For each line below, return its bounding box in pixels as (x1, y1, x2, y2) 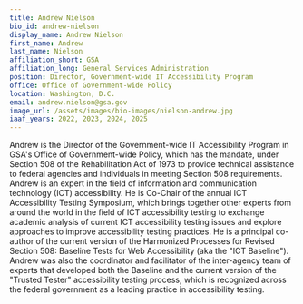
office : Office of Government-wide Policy (9, 81, 172, 90)
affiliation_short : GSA (9, 55, 100, 64)
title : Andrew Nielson (9, 13, 95, 23)
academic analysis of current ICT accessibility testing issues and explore (9, 217, 282, 228)
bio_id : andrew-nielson (9, 22, 100, 31)
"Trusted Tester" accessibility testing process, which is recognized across (9, 274, 288, 286)
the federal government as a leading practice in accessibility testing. (9, 284, 265, 295)
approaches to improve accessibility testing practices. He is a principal (9, 226, 274, 237)
